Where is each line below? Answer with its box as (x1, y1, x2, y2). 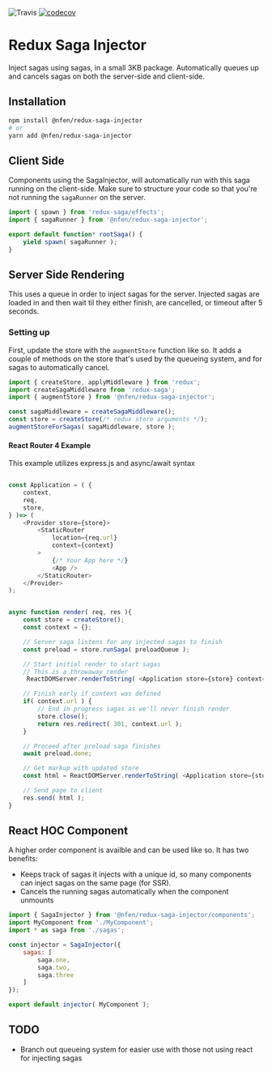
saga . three (37, 971, 74, 979)
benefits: (8, 854, 38, 864)
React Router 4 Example (8, 440, 91, 450)
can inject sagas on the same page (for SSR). (19, 878, 172, 888)
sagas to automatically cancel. (8, 362, 110, 372)
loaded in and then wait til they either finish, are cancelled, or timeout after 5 (8, 298, 263, 308)
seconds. (8, 306, 40, 316)
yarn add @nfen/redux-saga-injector (8, 131, 132, 139)
